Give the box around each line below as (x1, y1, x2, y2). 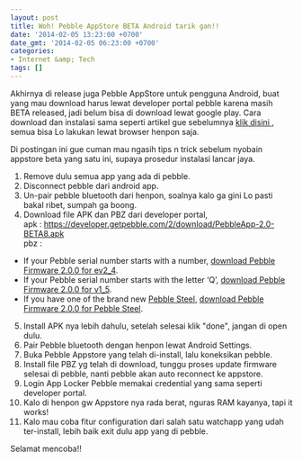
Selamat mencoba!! (10, 443, 82, 454)
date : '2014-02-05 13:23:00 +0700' (10, 30, 144, 39)
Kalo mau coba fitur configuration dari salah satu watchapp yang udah (22, 416, 284, 427)
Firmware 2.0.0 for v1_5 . (22, 284, 112, 294)
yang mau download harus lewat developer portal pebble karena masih (10, 97, 273, 108)
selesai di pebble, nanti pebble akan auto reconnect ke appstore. (22, 368, 263, 379)
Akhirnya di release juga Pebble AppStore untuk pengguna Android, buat (10, 87, 280, 99)
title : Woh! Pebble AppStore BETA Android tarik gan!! (10, 22, 220, 31)
